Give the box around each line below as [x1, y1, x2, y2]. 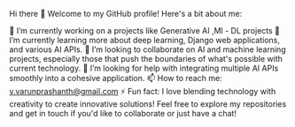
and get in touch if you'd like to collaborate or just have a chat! [9, 108, 237, 118]
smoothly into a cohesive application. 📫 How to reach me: [9, 73, 223, 83]
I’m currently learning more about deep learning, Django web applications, [9, 35, 281, 45]
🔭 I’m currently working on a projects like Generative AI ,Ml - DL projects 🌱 [9, 26, 281, 35]
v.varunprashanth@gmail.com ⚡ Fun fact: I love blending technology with [9, 86, 276, 96]
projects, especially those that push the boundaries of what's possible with [9, 54, 283, 63]
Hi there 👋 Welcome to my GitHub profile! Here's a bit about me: [9, 9, 243, 19]
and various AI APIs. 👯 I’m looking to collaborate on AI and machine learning [9, 44, 286, 55]
